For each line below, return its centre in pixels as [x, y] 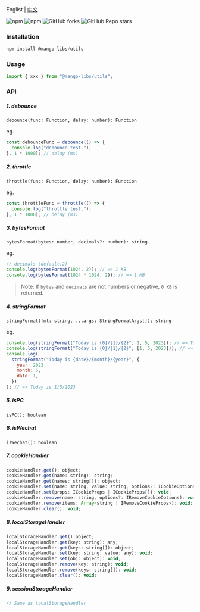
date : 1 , [28, 376]
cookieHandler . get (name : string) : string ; [60, 476]
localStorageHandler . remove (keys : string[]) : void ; [71, 570]
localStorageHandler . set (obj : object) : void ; [63, 559]
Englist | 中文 [22, 9]
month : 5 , [29, 371]
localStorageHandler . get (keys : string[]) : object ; [70, 548]
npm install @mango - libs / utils [45, 49]
